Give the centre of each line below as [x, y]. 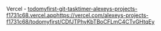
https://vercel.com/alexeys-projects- [102, 15]
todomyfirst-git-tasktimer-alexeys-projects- [83, 9]
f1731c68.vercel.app [31, 15]
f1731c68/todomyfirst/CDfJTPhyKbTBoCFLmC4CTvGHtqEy [80, 22]
